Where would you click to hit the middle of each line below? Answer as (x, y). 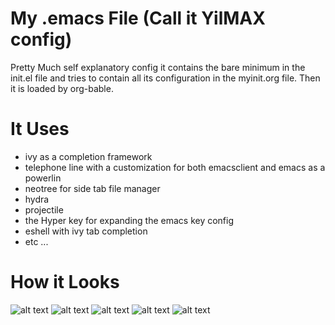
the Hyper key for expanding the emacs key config (129, 220)
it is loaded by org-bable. (62, 88)
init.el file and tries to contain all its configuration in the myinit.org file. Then (165, 78)
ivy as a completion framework (88, 156)
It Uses (40, 129)
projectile (44, 209)
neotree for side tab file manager (92, 188)
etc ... (36, 241)
